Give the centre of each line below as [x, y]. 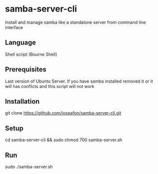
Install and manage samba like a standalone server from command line [76, 22]
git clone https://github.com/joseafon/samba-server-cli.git [63, 113]
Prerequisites [26, 69]
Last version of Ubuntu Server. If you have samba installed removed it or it [79, 81]
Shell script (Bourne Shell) [31, 54]
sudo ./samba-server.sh [29, 167]
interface [14, 27]
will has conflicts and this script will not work [50, 86]
